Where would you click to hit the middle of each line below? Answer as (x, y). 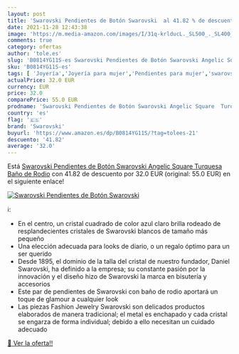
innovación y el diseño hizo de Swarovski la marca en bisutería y (112, 277)
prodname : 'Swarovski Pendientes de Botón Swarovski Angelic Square (111, 107)
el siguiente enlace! (36, 181)
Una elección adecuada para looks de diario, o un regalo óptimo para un (123, 247)
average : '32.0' (31, 146)
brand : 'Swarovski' (36, 126)
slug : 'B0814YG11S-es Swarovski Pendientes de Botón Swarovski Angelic (116, 60)
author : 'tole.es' (34, 54)
